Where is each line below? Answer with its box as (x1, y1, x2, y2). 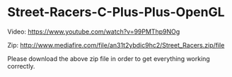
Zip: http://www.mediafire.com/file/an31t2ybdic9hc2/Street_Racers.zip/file (7, 41, 225, 49)
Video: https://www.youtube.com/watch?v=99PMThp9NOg (7, 27, 180, 36)
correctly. (7, 62, 35, 70)
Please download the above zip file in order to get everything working (7, 54, 210, 63)
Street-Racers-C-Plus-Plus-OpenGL (7, 4, 225, 20)
